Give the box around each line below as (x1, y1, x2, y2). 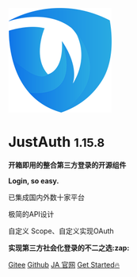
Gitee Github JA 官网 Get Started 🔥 (8, 260, 120, 269)
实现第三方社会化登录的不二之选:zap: (8, 243, 130, 252)
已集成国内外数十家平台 (8, 192, 85, 202)
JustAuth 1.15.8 (8, 133, 105, 151)
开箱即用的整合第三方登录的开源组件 (8, 160, 127, 170)
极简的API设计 (8, 209, 55, 218)
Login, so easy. (8, 175, 59, 186)
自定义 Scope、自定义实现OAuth (8, 226, 115, 236)
